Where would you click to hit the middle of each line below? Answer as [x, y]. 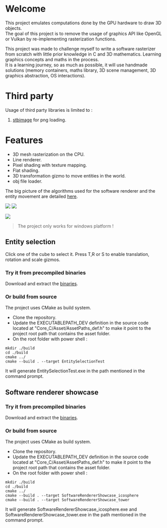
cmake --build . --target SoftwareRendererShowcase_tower [67, 500]
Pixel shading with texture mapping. [50, 165]
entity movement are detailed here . [42, 196]
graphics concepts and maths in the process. [52, 59]
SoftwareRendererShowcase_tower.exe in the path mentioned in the [76, 515]
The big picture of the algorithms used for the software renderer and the [80, 191]
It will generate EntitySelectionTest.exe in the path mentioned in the [75, 371]
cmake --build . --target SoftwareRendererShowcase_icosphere [72, 496]
